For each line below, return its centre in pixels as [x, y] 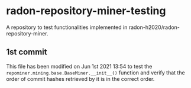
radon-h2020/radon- [154, 27]
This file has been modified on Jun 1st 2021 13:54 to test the [79, 66]
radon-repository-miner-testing [86, 11]
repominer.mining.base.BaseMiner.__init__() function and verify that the [96, 73]
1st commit [27, 52]
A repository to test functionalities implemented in [67, 27]
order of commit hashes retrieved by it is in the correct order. [80, 79]
